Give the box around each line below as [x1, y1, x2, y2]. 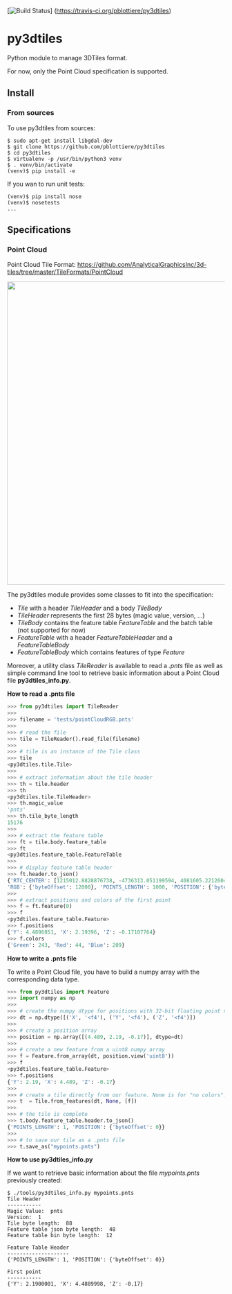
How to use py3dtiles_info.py [7, 1155, 93, 1164]
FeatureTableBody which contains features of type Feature [17, 648, 185, 656]
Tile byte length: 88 [7, 1220, 72, 1227]
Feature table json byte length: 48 [7, 1226, 116, 1233]
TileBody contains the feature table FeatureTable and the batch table [17, 619, 213, 627]
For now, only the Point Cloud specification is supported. [7, 67, 168, 76]
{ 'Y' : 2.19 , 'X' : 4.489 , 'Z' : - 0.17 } [7, 1078, 116, 1085]
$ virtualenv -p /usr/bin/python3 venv [7, 155, 122, 162]
